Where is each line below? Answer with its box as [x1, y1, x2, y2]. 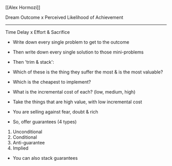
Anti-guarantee [12, 140, 45, 145]
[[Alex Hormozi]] [5, 5, 40, 10]
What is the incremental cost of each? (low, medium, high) [12, 89, 136, 95]
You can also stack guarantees [12, 155, 78, 161]
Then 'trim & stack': [12, 59, 55, 65]
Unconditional [12, 128, 42, 135]
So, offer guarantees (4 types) [12, 119, 77, 125]
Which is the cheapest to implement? [12, 79, 91, 85]
